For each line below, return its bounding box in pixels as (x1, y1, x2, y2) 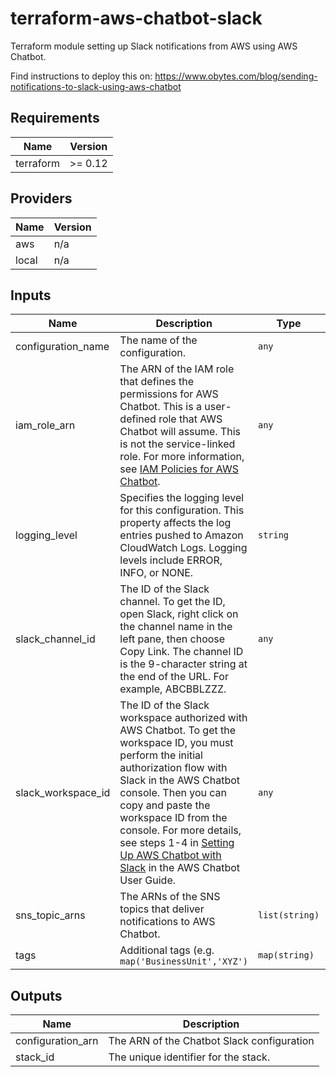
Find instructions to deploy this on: (10, 70, 153, 82)
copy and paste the (119, 798, 211, 812)
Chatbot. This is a (119, 400, 202, 414)
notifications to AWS (119, 915, 216, 929)
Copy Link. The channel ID (119, 645, 244, 659)
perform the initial (119, 748, 203, 762)
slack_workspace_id (15, 786, 111, 800)
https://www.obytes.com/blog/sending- (154, 70, 318, 82)
